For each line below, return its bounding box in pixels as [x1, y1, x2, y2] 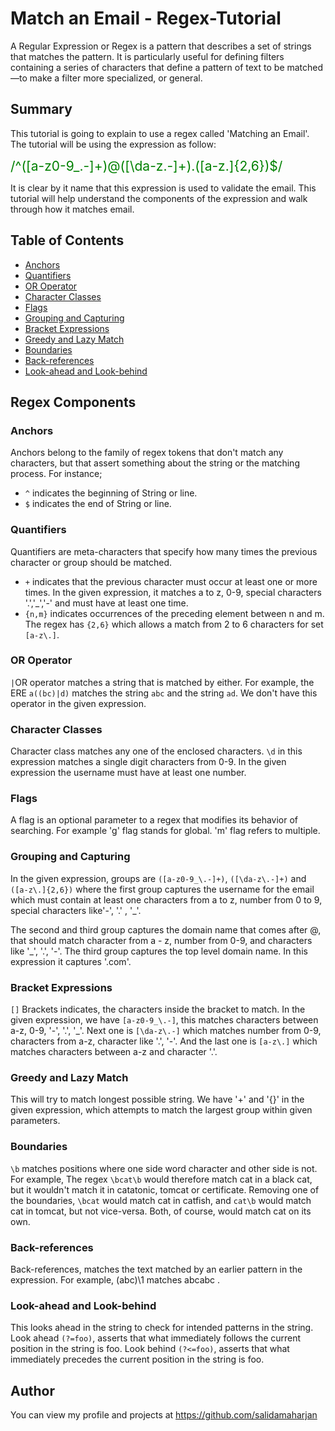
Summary [10, 101, 73, 118]
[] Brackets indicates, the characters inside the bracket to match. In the [10, 1003, 306, 1016]
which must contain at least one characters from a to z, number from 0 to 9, [10, 893, 323, 906]
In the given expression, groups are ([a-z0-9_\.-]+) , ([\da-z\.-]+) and [10, 872, 307, 884]
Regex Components [10, 393, 137, 411]
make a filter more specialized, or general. [29, 72, 203, 84]
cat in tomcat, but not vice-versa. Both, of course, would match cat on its [10, 1205, 312, 1217]
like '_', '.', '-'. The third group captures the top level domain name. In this [10, 945, 308, 957]
